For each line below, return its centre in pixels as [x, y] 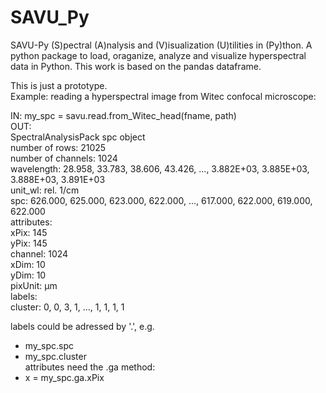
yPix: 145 [29, 243]
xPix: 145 [29, 232]
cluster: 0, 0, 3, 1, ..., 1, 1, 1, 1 [67, 307]
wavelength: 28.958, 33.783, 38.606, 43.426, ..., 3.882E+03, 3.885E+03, [160, 168]
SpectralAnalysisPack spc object [78, 137]
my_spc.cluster [55, 356]
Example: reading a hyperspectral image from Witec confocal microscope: [163, 96]
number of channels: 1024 [64, 158]
